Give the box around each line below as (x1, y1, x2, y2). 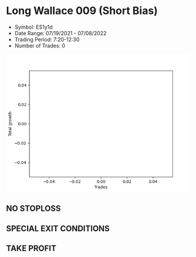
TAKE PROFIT (6, 244, 57, 253)
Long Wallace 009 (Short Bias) (6, 4, 158, 18)
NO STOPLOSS (6, 204, 61, 214)
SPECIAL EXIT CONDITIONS (6, 224, 110, 234)
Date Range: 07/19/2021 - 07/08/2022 (14, 29, 107, 36)
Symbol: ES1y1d (14, 23, 53, 30)
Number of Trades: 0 (14, 42, 66, 49)
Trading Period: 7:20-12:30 (14, 36, 80, 43)
